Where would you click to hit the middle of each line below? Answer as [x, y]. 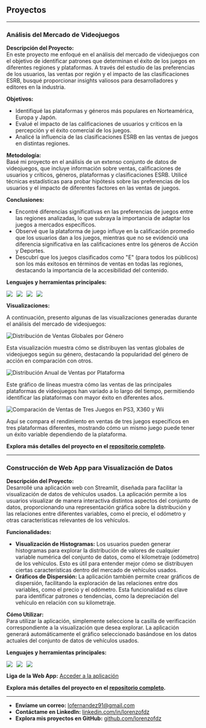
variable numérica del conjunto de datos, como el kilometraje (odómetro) [107, 557]
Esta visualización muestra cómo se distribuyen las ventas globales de [96, 348]
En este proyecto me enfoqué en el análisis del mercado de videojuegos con [103, 55]
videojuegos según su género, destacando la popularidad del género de [97, 354]
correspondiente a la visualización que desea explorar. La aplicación [93, 627]
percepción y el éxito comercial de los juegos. [73, 131]
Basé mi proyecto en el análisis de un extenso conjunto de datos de [92, 162]
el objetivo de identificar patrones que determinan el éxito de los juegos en [101, 61]
